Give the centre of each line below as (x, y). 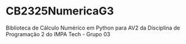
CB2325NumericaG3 (60, 11)
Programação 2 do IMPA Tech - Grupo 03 (58, 34)
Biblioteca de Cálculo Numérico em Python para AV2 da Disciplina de (93, 28)
